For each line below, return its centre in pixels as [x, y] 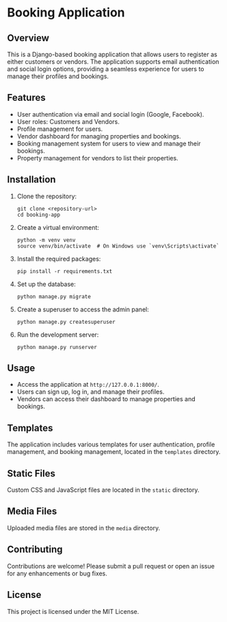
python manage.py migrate [54, 296]
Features [26, 98]
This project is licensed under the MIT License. [73, 611]
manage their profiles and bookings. [58, 76]
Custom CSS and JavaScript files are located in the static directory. [103, 490]
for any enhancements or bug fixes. [57, 573]
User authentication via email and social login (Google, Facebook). [110, 114]
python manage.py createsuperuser [66, 322]
